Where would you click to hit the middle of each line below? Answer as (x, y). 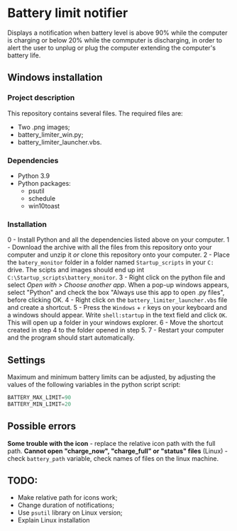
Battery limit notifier (68, 13)
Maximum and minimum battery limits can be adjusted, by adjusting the (112, 377)
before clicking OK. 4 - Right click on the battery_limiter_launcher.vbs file (117, 300)
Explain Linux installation (54, 520)
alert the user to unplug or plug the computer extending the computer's (112, 47)
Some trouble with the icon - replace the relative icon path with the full (111, 443)
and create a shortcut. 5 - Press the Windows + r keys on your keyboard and (117, 308)
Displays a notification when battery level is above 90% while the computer (117, 33)
